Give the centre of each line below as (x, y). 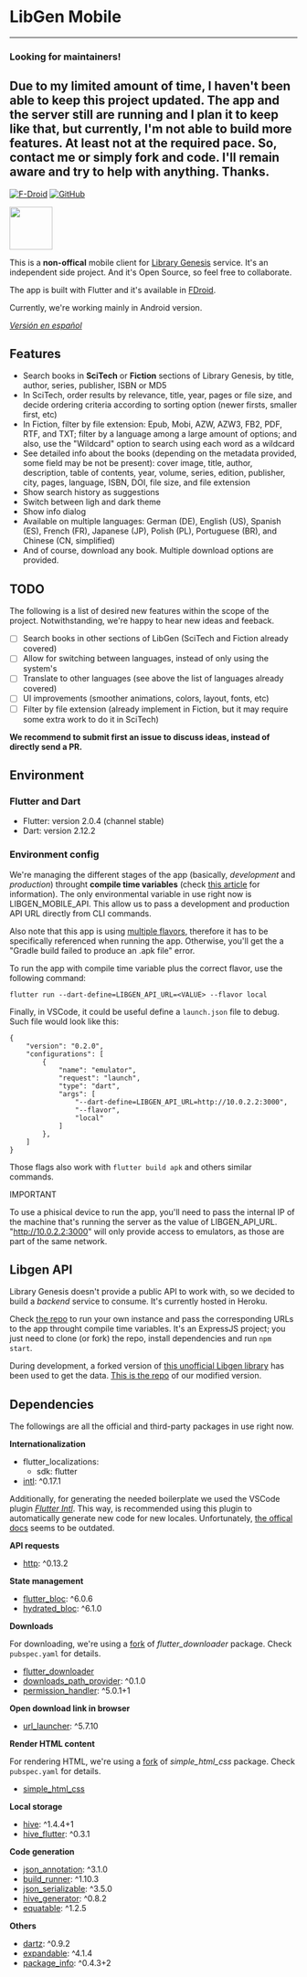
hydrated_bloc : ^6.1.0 (62, 1609)
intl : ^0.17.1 (42, 1481)
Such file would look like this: (64, 1021)
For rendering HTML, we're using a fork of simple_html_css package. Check (152, 1761)
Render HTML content (53, 1744)
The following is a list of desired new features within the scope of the (139, 611)
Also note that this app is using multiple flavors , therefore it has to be (139, 931)
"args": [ (77, 1094)
